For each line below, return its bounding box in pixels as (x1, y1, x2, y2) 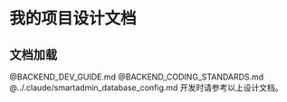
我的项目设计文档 (9, 8, 138, 29)
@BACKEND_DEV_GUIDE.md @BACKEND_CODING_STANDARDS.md (9, 71, 264, 82)
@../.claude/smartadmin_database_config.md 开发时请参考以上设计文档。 (9, 82, 283, 93)
